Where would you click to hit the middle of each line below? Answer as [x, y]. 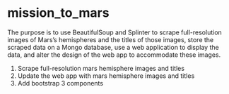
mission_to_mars [58, 13]
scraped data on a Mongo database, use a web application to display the [113, 47]
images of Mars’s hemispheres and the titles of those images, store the [111, 39]
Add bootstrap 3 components [60, 83]
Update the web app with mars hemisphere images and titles [106, 76]
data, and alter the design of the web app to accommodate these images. [114, 55]
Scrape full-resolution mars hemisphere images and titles [101, 68]
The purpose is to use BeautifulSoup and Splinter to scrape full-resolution [115, 32]
